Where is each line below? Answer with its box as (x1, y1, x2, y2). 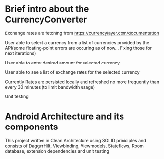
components (5, 122, 58, 132)
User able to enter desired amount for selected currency (5, 60, 120, 65)
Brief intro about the (5, 3, 89, 15)
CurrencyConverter (5, 14, 87, 25)
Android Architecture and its (5, 111, 124, 122)
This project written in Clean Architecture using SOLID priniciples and (5, 137, 147, 143)
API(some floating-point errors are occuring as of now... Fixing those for (5, 45, 152, 51)
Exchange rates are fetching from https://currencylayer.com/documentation (5, 30, 160, 36)
